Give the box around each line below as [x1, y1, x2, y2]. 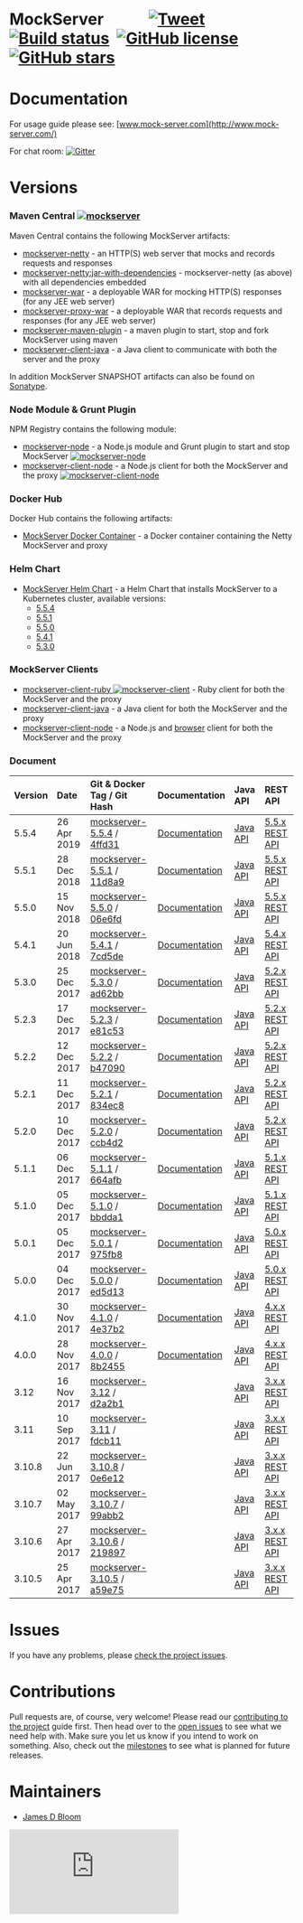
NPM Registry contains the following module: [9, 423, 178, 434]
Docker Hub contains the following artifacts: [9, 513, 173, 524]
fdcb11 [89, 1435, 122, 1448]
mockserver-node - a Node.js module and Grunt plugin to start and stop [22, 441, 290, 452]
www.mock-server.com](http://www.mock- [118, 118, 280, 130]
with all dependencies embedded [22, 277, 147, 287]
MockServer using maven [22, 334, 118, 345]
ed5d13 [89, 1286, 124, 1299]
